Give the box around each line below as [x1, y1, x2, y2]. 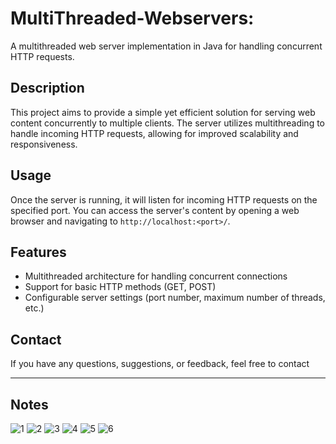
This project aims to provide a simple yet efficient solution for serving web [10, 106, 316, 118]
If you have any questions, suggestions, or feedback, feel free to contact [10, 358, 310, 370]
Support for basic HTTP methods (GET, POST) [24, 281, 217, 293]
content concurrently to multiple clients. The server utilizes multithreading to [10, 117, 325, 129]
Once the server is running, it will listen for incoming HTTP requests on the [10, 193, 318, 206]
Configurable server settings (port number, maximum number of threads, [24, 292, 326, 304]
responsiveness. [10, 138, 78, 150]
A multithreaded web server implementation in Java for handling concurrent [10, 40, 323, 52]
